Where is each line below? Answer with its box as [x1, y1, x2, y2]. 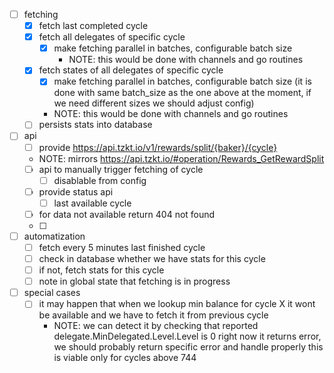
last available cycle [53, 197, 132, 209]
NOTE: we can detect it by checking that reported [53, 320, 259, 332]
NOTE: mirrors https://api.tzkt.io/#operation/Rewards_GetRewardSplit [38, 152, 325, 164]
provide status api [38, 185, 114, 198]
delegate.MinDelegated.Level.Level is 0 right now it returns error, [53, 330, 322, 343]
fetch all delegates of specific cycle [38, 31, 186, 43]
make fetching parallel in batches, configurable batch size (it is [53, 75, 312, 88]
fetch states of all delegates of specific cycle [38, 64, 224, 76]
